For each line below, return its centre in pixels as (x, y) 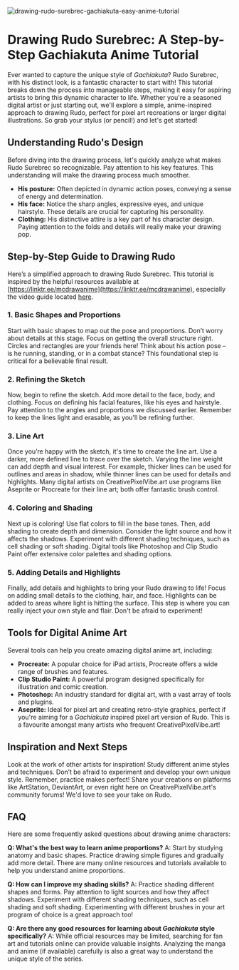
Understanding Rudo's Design (75, 143)
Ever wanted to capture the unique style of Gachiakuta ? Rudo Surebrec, (113, 74)
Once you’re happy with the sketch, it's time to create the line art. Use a (112, 451)
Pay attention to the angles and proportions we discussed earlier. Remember (119, 410)
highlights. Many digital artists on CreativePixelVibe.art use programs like (115, 482)
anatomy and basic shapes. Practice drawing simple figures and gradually (116, 855)
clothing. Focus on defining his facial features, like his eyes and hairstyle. (115, 402)
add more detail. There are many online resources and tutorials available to (117, 863)
